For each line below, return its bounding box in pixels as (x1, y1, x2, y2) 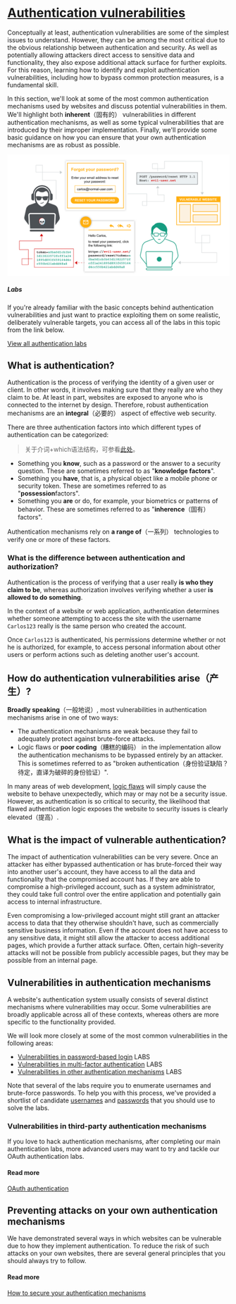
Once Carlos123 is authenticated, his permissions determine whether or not (7, 635, 226, 644)
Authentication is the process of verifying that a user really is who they (7, 578, 213, 586)
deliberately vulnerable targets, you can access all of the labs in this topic (7, 318, 221, 326)
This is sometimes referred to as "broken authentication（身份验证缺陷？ (17, 759, 229, 768)
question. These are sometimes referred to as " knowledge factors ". (17, 467, 216, 475)
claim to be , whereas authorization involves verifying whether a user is (7, 585, 213, 593)
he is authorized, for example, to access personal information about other (7, 643, 221, 651)
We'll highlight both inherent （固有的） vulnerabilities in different (7, 110, 196, 118)
